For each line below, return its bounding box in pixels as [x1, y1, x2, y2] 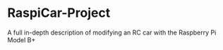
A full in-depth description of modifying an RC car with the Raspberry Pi [7, 28, 217, 37]
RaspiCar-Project [7, 5, 111, 21]
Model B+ [7, 35, 36, 44]
